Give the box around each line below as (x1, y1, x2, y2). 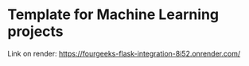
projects (7, 22, 64, 41)
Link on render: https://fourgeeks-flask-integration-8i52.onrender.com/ (7, 49, 240, 58)
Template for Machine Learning (7, 6, 220, 24)
